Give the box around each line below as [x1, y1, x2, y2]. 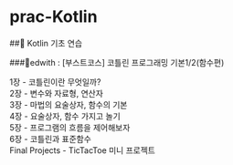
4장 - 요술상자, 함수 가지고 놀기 [9, 110, 121, 121]
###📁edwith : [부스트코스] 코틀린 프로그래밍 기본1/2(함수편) [9, 57, 225, 67]
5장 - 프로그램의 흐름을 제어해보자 [9, 121, 131, 133]
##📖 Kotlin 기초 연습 [9, 37, 83, 48]
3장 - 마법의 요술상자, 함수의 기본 [9, 98, 128, 110]
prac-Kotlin [9, 6, 98, 27]
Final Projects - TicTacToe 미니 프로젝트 [9, 144, 155, 156]
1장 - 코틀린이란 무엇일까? [9, 76, 101, 88]
